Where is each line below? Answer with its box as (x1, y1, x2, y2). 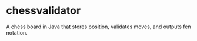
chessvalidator (6, 4, 81, 17)
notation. (6, 29, 28, 36)
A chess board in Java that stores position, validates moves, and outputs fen (6, 23, 191, 30)
